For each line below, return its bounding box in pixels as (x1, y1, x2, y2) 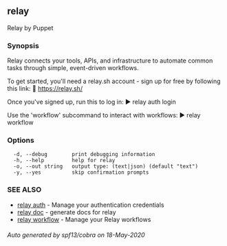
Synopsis (7, 41, 39, 50)
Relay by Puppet (7, 23, 54, 32)
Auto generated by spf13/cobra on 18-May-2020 (7, 231, 146, 239)
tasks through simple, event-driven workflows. (7, 64, 139, 72)
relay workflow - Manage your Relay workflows (17, 215, 151, 223)
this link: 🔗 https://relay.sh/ (7, 85, 83, 93)
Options (7, 135, 34, 145)
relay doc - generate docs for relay (17, 208, 116, 216)
